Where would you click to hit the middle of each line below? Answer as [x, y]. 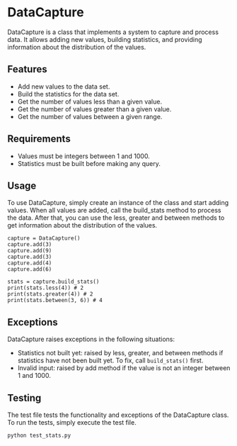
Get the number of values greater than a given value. [94, 109]
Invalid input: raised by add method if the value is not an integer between [124, 368]
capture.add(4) [30, 263]
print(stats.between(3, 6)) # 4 [55, 301]
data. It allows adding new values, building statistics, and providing [105, 39]
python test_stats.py [39, 435]
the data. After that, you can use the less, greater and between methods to [116, 218]
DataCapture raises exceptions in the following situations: [91, 339]
